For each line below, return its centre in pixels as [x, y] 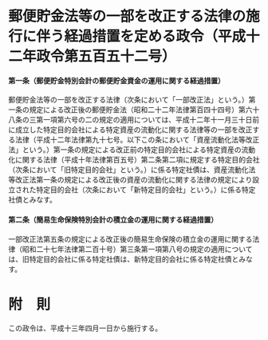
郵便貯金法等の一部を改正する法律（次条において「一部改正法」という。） [128, 100]
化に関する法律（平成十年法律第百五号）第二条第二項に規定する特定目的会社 [134, 160]
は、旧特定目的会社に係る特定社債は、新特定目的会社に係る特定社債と [124, 259]
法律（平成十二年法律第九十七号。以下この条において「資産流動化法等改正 [137, 140]
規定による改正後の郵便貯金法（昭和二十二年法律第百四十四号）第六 [141, 110]
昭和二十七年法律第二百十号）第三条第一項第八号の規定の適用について [137, 249]
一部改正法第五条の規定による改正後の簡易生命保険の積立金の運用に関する [130, 239]
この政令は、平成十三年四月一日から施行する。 [85, 328]
